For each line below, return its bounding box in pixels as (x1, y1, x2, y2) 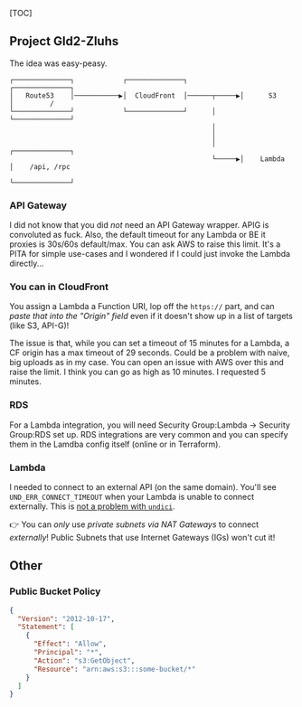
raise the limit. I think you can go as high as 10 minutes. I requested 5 (9, 366, 267, 378)
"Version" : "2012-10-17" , (17, 614, 116, 623)
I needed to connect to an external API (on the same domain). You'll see (9, 482, 278, 492)
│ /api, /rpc (9, 162, 71, 171)
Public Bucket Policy (9, 585, 101, 598)
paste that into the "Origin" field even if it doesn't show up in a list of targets (9, 311, 294, 322)
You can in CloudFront (9, 280, 109, 293)
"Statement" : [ (17, 623, 75, 632)
